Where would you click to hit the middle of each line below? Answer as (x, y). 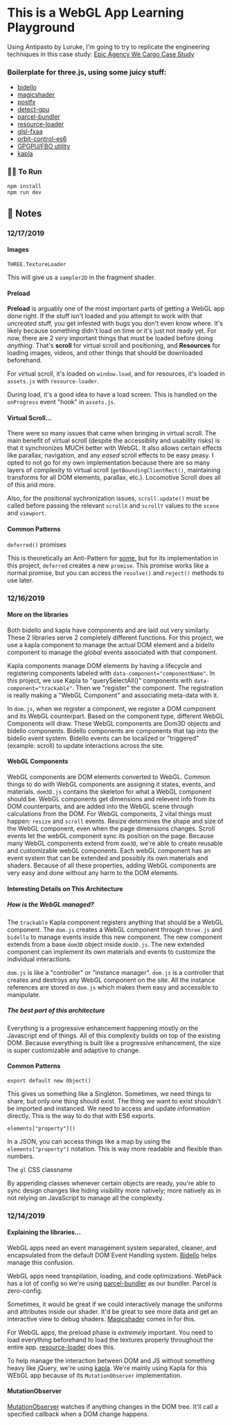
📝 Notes (25, 213)
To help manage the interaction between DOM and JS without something (111, 1360)
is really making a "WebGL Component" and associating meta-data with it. (113, 695)
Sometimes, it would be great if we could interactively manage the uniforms (115, 1304)
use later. (20, 580)
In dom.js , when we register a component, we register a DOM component (111, 708)
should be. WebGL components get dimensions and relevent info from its (111, 799)
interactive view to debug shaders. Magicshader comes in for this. (101, 1319)
